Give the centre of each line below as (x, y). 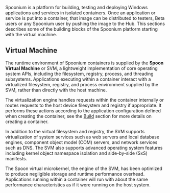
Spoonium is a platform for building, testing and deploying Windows (77, 7)
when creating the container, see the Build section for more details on (79, 116)
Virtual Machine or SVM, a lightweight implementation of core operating (82, 68)
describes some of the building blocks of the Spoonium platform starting (82, 29)
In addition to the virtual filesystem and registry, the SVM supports (75, 131)
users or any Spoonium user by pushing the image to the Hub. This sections (85, 23)
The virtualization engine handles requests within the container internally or (85, 100)
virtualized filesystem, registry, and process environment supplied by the (82, 84)
